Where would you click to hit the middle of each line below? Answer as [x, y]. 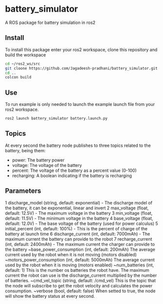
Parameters [23, 191]
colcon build [18, 77]
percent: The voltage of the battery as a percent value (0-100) [74, 170]
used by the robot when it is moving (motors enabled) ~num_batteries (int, [80, 265]
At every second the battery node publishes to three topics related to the [78, 145]
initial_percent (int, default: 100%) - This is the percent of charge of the [76, 228]
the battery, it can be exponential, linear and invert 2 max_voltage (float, [77, 208]
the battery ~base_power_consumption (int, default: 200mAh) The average [80, 249]
